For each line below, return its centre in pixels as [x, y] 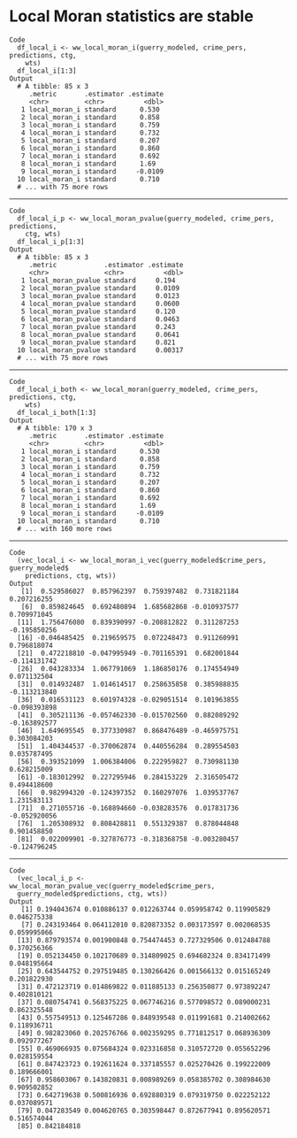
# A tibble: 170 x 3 [55, 428]
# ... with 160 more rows [65, 528]
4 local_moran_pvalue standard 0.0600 [100, 304]
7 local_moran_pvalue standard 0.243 [98, 327]
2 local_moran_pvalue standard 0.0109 [100, 288]
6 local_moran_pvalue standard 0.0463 [100, 319]
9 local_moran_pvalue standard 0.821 [98, 342]
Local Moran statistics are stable [131, 16]
